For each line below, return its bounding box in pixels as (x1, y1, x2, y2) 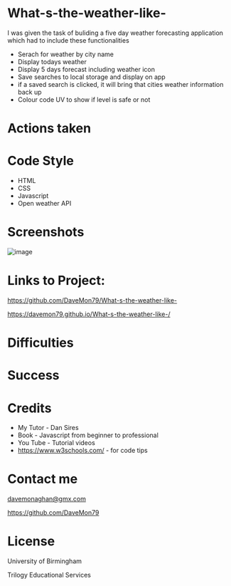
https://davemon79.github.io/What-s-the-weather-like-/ (7, 310, 171, 318)
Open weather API (17, 199, 72, 208)
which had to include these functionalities (7, 36, 129, 44)
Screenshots (7, 224, 85, 240)
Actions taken (7, 120, 91, 137)
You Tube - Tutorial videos (17, 439, 96, 447)
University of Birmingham (7, 557, 82, 565)
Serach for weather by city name (17, 50, 114, 58)
